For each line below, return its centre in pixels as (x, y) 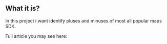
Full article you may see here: (36, 36)
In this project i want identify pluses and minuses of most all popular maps (84, 20)
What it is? (23, 8)
